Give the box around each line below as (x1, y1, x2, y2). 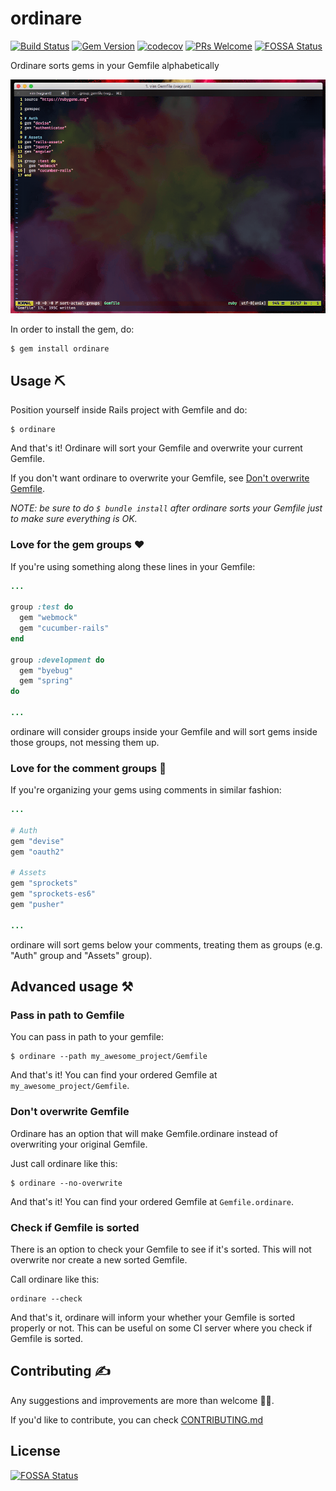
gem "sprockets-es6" (10, 889, 97, 899)
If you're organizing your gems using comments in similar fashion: (10, 784, 282, 796)
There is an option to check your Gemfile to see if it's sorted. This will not (10, 1243, 312, 1255)
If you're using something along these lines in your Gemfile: (10, 560, 256, 572)
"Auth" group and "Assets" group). (10, 949, 153, 961)
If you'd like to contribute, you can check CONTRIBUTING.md (10, 1413, 264, 1426)
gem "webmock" (19, 613, 78, 623)
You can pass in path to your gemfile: (10, 1031, 164, 1043)
